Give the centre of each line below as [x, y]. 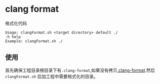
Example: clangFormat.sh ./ [34, 41]
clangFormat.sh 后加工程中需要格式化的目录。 [52, 76]
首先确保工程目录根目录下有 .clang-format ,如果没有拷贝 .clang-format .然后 [80, 70]
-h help [13, 37]
